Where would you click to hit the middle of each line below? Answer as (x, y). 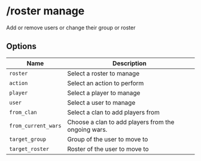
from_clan (23, 112)
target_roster (29, 149)
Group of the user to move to (108, 139)
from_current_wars (35, 126)
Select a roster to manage (103, 73)
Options (22, 46)
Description (130, 63)
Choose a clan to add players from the (121, 122)
